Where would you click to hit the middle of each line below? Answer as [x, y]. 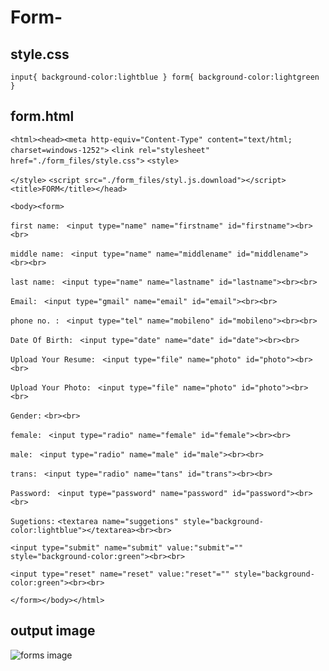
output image [53, 631]
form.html [42, 116]
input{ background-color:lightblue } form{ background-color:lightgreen [165, 77]
